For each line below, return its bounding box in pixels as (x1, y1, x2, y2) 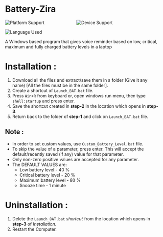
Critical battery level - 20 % (19, 172, 75, 178)
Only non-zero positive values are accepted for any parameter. (12, 156, 139, 162)
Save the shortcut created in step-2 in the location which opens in (12, 103, 146, 109)
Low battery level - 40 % (19, 166, 70, 172)
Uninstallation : (5, 199, 69, 211)
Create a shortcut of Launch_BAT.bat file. (12, 87, 94, 94)
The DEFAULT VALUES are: (12, 162, 67, 167)
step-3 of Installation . (12, 221, 57, 227)
